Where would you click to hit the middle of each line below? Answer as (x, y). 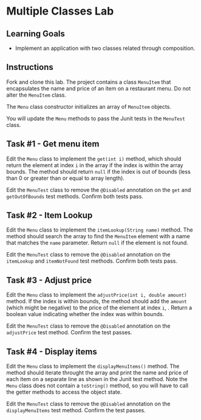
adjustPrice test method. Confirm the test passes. (69, 332)
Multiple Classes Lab (60, 11)
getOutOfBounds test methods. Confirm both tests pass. (75, 196)
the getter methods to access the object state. (64, 392)
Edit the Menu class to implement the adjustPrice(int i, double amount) (97, 295)
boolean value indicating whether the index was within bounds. (85, 314)
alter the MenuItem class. (36, 95)
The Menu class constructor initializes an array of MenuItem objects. (89, 106)
